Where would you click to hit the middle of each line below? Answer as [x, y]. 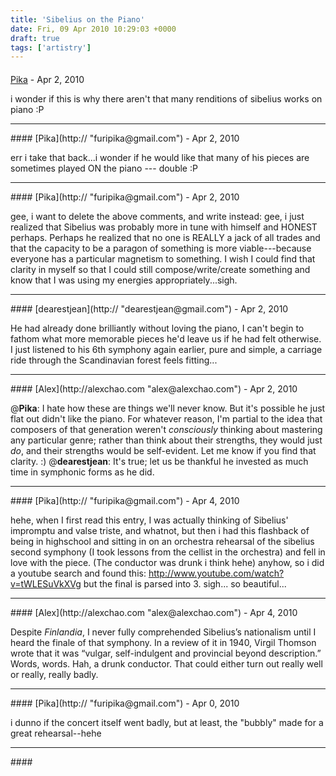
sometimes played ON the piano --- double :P [104, 168]
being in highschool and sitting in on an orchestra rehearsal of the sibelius [162, 541]
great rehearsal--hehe [56, 733]
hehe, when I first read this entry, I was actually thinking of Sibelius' [149, 520]
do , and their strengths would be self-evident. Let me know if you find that [163, 450]
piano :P [27, 109]
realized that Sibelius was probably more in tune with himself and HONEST [164, 227]
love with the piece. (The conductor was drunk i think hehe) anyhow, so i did [167, 562]
